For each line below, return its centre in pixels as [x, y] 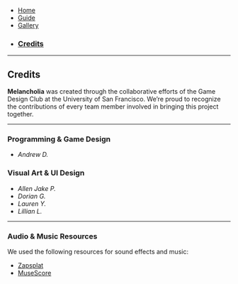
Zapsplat [30, 265]
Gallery [28, 25]
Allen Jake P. [36, 188]
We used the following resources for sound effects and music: [98, 252]
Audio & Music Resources [52, 236]
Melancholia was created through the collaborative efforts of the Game [112, 92]
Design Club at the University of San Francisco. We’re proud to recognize [114, 99]
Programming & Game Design [59, 139]
